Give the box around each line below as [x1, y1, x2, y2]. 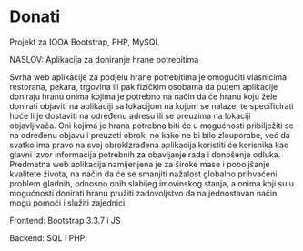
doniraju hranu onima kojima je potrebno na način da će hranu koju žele [9, 91, 278, 102]
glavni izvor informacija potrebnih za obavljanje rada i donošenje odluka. [9, 148, 281, 160]
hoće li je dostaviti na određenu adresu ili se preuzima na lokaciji [9, 110, 251, 121]
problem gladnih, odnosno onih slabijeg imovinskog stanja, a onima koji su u [9, 177, 294, 188]
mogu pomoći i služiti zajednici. [9, 197, 127, 208]
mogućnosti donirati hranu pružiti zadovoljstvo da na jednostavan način [9, 187, 278, 198]
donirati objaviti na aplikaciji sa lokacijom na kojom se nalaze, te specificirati [9, 100, 294, 111]
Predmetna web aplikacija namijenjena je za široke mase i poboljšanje [9, 158, 270, 169]
